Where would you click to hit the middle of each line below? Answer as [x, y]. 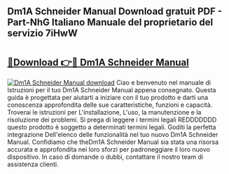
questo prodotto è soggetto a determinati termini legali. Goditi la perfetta [112, 127]
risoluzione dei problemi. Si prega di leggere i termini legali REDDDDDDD [112, 119]
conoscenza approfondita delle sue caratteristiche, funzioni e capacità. [110, 105]
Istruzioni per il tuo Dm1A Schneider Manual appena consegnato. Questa [112, 90]
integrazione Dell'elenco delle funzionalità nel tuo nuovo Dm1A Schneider [113, 135]
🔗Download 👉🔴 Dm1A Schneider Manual [98, 62]
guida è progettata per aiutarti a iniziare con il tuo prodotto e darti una [108, 97]
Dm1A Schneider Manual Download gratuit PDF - [115, 12]
